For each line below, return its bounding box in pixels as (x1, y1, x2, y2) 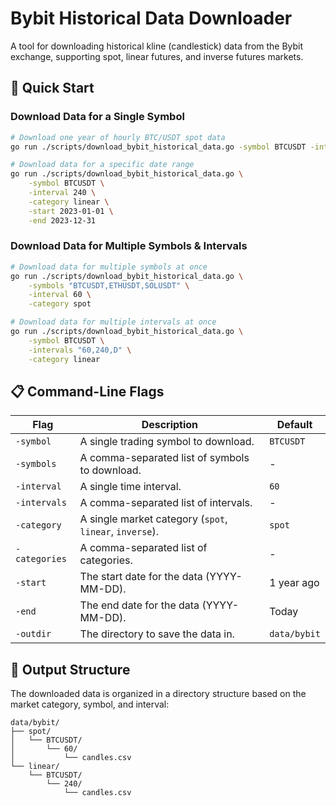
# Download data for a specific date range (10, 160, 195, 170)
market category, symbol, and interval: (10, 698, 170, 711)
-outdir (15, 628, 52, 640)
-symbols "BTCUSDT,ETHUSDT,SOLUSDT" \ (28, 280, 190, 291)
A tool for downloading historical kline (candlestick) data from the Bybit (10, 40, 304, 52)
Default (276, 418, 313, 432)
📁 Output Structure (10, 661, 131, 678)
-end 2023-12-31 (28, 215, 97, 226)
